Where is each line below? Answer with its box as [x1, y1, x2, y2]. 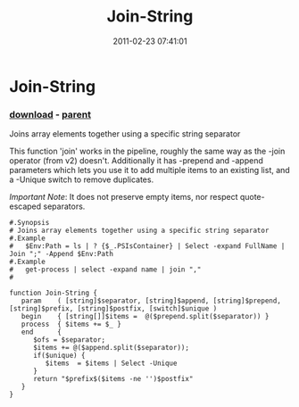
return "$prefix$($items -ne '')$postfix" [32, 375, 194, 384]
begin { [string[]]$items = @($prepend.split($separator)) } [21, 312, 270, 321]
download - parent [9, 108, 92, 120]
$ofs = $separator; [32, 336, 105, 345]
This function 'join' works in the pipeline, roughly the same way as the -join [9, 145, 286, 157]
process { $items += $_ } [21, 320, 122, 329]
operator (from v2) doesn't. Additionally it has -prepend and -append [9, 155, 263, 166]
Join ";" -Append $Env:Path [9, 250, 114, 259]
